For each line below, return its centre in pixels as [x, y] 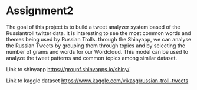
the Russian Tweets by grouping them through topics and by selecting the [96, 46]
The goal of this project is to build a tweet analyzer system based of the [93, 27]
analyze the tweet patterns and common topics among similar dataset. [92, 58]
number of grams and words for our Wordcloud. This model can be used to [97, 51]
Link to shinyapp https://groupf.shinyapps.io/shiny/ [68, 69]
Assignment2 [40, 11]
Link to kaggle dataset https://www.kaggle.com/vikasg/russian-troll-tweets [97, 81]
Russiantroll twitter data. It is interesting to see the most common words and [98, 33]
